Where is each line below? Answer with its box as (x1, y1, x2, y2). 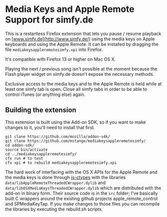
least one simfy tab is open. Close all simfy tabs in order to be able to (5, 86, 148, 92)
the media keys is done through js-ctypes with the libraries (5, 174, 126, 180)
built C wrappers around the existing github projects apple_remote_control (5, 196, 158, 202)
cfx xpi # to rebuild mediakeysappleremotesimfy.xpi (5, 160, 117, 165)
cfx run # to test (5, 156, 43, 161)
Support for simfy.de (5, 14, 94, 25)
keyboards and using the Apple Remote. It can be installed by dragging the (5, 41, 159, 47)
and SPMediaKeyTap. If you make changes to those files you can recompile (5, 201, 160, 207)
